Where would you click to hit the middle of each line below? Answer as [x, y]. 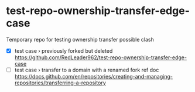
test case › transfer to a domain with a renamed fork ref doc [87, 70]
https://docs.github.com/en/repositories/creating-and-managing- [93, 77]
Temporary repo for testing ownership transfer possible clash [80, 39]
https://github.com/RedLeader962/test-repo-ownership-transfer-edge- [101, 57]
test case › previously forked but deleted [64, 50]
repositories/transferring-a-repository [60, 83]
